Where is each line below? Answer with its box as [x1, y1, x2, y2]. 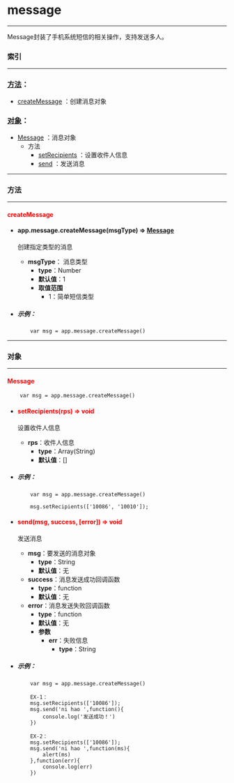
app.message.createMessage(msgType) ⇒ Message [17, 226, 174, 235]
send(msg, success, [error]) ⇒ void [17, 518, 123, 526]
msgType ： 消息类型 [27, 257, 88, 266]
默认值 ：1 [38, 275, 66, 283]
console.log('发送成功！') [42, 713, 116, 720]
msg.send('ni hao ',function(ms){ [30, 745, 130, 752]
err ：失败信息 [48, 636, 88, 644]
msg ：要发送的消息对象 [27, 549, 96, 557]
